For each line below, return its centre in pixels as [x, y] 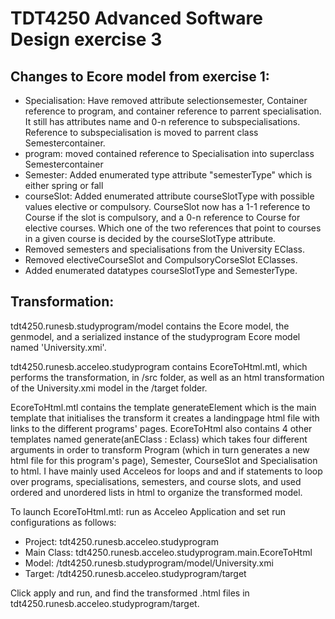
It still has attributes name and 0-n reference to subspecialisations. [162, 121]
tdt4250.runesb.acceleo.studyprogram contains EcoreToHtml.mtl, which [159, 366]
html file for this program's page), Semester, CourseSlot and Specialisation [164, 460]
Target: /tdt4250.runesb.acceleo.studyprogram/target [135, 573]
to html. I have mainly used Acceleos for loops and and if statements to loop [166, 471]
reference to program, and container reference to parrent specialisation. [173, 111]
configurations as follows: [63, 522]
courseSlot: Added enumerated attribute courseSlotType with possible [169, 196]
